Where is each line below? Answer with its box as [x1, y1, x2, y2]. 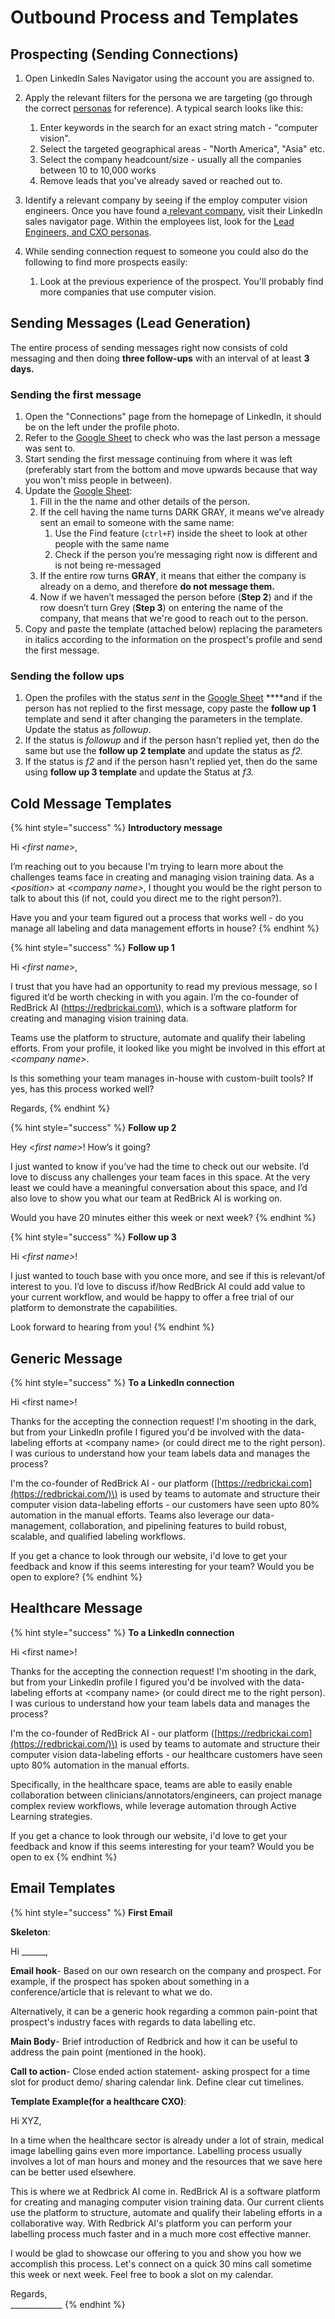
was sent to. [24, 442, 76, 455]
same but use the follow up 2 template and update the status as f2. [24, 745, 304, 757]
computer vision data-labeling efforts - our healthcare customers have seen [10, 1748, 323, 1760]
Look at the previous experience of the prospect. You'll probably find [39, 276, 324, 287]
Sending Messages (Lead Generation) [10, 315, 252, 332]
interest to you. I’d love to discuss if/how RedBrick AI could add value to [10, 1281, 306, 1293]
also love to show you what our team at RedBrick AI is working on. [10, 1192, 283, 1205]
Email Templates [10, 1880, 116, 1897]
